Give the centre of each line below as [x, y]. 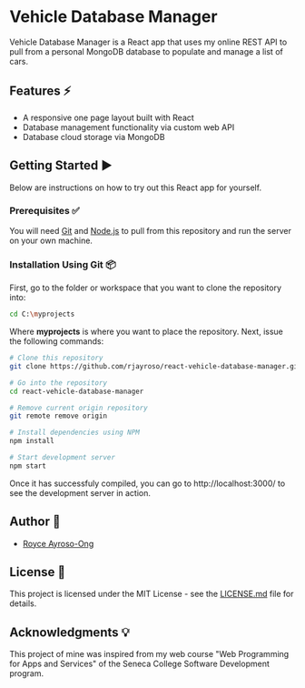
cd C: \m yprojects [42, 314]
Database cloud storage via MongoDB [93, 137]
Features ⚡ [40, 91]
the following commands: [57, 341]
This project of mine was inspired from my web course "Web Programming [149, 654]
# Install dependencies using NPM [75, 433]
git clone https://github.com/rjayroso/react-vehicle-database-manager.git [156, 366]
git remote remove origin [58, 416]
